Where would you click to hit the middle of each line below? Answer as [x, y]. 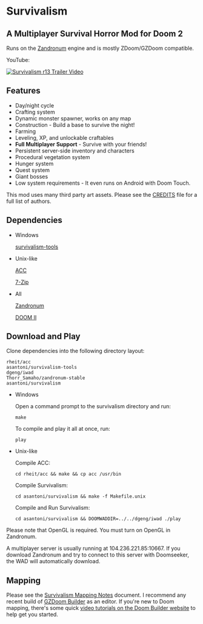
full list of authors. [29, 201]
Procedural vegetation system [52, 157]
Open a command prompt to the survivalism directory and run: [93, 406]
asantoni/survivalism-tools [42, 368]
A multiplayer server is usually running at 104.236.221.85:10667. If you [93, 549]
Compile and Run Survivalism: [52, 508]
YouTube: [18, 60]
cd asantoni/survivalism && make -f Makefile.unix [80, 496]
